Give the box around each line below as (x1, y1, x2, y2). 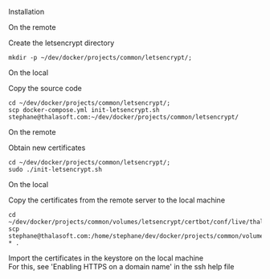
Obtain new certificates (8, 143, 86, 152)
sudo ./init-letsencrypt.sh (8, 165, 103, 173)
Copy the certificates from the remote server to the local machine (8, 195, 226, 205)
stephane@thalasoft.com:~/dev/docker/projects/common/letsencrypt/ (8, 113, 239, 121)
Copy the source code (8, 84, 83, 93)
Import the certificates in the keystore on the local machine (8, 253, 204, 263)
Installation (8, 7, 45, 16)
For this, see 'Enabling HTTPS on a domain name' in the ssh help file (8, 262, 235, 271)
